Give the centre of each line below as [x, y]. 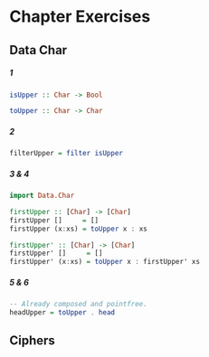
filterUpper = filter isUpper [66, 154]
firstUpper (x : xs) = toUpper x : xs [78, 229]
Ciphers [33, 341]
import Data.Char [42, 196]
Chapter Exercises [80, 17]
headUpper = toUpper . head [62, 313]
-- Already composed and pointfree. [78, 305]
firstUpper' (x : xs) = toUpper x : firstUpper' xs [105, 262]
